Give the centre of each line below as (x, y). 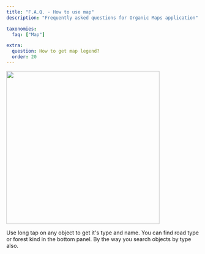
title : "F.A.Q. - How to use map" (50, 12)
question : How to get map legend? (56, 51)
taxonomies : (21, 29)
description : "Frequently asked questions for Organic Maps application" (102, 18)
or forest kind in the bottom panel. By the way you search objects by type (99, 239)
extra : (15, 46)
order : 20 (24, 57)
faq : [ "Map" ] (28, 34)
